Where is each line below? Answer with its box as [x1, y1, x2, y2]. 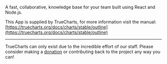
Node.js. [5, 9, 22, 15]
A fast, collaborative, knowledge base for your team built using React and [5, 4, 156, 10]
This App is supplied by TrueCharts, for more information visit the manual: [5, 19, 157, 25]
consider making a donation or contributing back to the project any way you [5, 49, 161, 55]
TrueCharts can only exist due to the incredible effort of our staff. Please [5, 44, 154, 49]
